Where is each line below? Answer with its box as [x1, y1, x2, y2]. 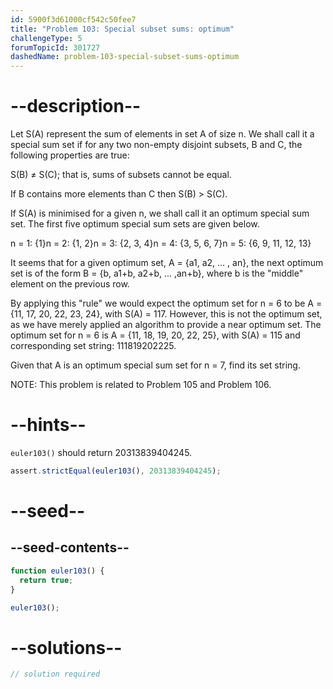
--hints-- [10, 414, 87, 436]
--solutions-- [10, 636, 123, 659]
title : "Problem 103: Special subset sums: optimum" [10, 24, 235, 34]
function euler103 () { [10, 566, 105, 576]
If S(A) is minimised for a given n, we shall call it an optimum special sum [10, 207, 310, 220]
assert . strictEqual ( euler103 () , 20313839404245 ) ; [10, 466, 222, 476]
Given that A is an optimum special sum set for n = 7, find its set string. [10, 359, 301, 371]
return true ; [19, 575, 74, 585]
